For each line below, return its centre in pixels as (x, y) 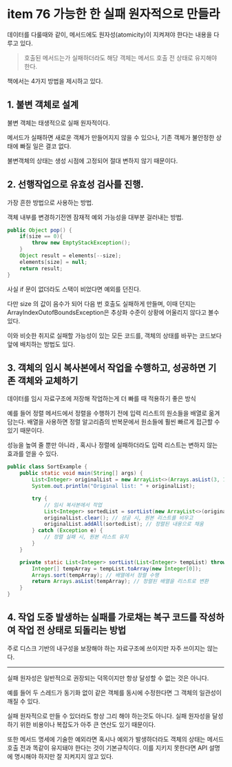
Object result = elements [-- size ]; (71, 256)
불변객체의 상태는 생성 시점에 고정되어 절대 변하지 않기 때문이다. (93, 161)
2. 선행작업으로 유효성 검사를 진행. (75, 184)
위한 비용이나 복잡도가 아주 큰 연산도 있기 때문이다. (88, 724)
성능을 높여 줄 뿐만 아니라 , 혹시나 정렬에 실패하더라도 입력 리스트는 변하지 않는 (113, 445)
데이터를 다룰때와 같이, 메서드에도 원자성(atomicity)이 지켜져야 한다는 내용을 (109, 34)
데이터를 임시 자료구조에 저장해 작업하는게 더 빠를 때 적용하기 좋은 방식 (102, 399)
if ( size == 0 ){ (41, 236)
